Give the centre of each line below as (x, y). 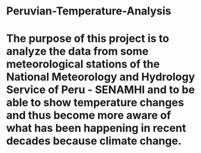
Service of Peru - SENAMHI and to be (100, 90)
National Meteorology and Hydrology (101, 77)
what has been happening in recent (96, 128)
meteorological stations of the (83, 64)
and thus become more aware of (89, 115)
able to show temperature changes (95, 103)
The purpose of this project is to (88, 39)
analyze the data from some (78, 52)
